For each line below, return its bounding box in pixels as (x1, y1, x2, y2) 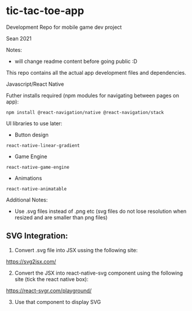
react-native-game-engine (6, 164, 69, 170)
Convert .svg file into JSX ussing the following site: (14, 246, 138, 253)
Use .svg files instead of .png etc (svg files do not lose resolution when (14, 208, 187, 215)
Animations (14, 175, 42, 182)
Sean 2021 (6, 35, 32, 42)
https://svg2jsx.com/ (6, 258, 56, 265)
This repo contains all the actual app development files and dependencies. (6, 69, 187, 76)
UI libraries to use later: (6, 119, 63, 127)
